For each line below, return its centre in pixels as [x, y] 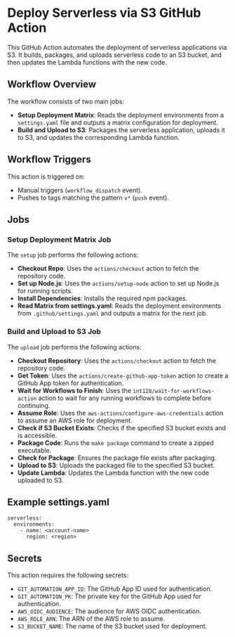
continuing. [34, 405]
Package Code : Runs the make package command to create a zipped [115, 443]
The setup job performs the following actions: [73, 255]
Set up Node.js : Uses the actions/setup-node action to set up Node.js [118, 283]
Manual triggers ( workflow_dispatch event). [80, 190]
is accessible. [37, 435]
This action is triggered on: [46, 176]
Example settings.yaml [59, 502]
